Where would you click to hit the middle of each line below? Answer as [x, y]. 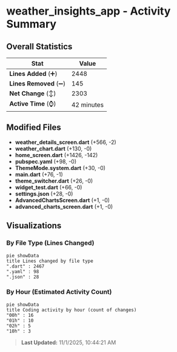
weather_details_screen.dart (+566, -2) [65, 142]
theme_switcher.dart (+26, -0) [54, 181]
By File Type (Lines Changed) [50, 243]
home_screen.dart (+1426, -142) [56, 155]
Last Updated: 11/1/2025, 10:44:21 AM [68, 342]
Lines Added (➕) [33, 74]
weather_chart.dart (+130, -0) [53, 148]
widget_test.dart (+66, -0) [48, 187]
